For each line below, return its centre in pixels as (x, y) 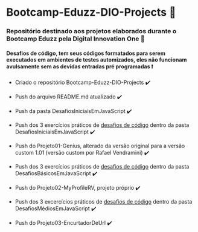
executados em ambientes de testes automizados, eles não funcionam (97, 59)
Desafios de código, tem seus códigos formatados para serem (86, 53)
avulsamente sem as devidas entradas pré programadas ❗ (80, 66)
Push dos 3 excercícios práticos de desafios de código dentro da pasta (104, 202)
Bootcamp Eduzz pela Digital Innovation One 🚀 (75, 39)
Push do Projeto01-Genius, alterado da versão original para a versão (100, 146)
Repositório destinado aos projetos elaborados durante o (91, 31)
